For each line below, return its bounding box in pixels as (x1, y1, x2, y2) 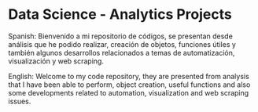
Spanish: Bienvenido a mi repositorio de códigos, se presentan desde (8, 31, 234, 41)
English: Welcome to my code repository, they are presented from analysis (8, 71, 249, 81)
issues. (8, 96, 31, 106)
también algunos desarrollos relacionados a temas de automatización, (8, 48, 235, 57)
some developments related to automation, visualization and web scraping (8, 88, 249, 97)
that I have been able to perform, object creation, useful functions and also (8, 80, 251, 89)
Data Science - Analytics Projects (8, 5, 232, 23)
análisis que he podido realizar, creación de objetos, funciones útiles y (8, 39, 236, 49)
